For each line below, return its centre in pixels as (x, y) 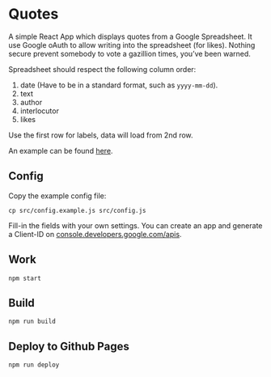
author (31, 102)
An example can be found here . (61, 150)
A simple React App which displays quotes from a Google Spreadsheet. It (130, 36)
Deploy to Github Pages (69, 346)
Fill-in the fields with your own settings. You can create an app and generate (135, 225)
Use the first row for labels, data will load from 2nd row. (101, 135)
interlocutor (39, 111)
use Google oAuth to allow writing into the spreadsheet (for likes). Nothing (132, 44)
